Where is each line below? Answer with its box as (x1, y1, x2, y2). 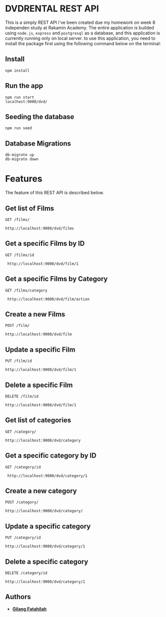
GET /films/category (5, 288, 48, 293)
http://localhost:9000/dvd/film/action (7, 297, 90, 302)
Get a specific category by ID (5, 452, 97, 460)
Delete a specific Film (5, 381, 73, 389)
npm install (5, 68, 30, 73)
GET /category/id (5, 464, 41, 469)
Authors (5, 593, 31, 601)
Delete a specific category (5, 557, 88, 566)
